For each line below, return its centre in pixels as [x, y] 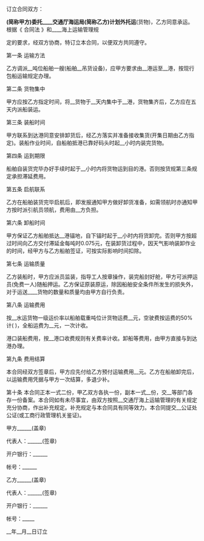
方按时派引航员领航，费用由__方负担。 [54, 210]
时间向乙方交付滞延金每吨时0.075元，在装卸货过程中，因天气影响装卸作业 [104, 243]
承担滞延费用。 [30, 176]
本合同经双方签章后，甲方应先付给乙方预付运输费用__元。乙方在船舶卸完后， [102, 372]
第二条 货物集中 [26, 89]
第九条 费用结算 [26, 359]
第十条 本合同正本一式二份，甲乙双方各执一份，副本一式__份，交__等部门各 [100, 392]
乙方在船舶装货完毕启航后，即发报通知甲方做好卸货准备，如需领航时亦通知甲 [102, 202]
